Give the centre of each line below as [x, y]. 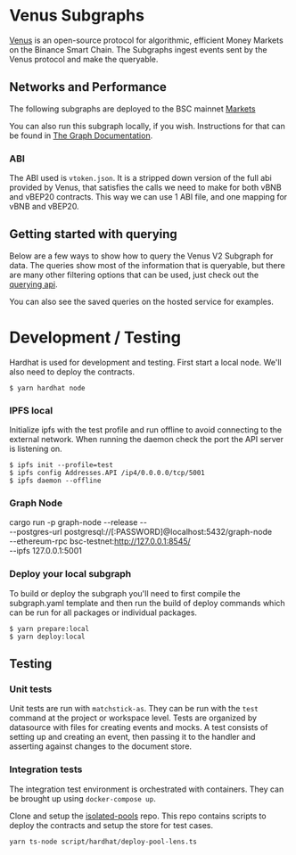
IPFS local [31, 410]
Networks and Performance [88, 87]
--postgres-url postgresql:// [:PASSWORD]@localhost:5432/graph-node [141, 532]
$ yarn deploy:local [48, 637]
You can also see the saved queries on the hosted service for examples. [142, 301]
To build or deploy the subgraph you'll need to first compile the [125, 593]
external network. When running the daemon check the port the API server [146, 440]
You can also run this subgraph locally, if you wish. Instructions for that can [147, 126]
